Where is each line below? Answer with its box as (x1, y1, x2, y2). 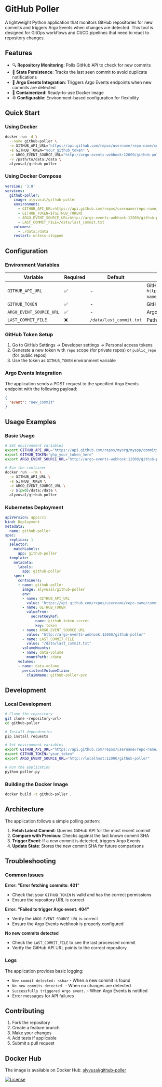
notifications (12, 74, 37, 80)
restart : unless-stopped (13, 234, 64, 238)
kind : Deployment (5, 520, 40, 524)
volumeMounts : (22, 646, 51, 650)
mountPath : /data (26, 655, 62, 660)
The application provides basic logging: (5, 968, 83, 974)
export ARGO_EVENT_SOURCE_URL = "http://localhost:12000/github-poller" (5, 756, 150, 761)
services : (5, 188, 25, 193)
